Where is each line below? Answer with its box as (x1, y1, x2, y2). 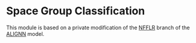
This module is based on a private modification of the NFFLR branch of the (6, 24, 190, 31)
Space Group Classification (6, 4, 145, 18)
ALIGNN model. (6, 30, 45, 37)
